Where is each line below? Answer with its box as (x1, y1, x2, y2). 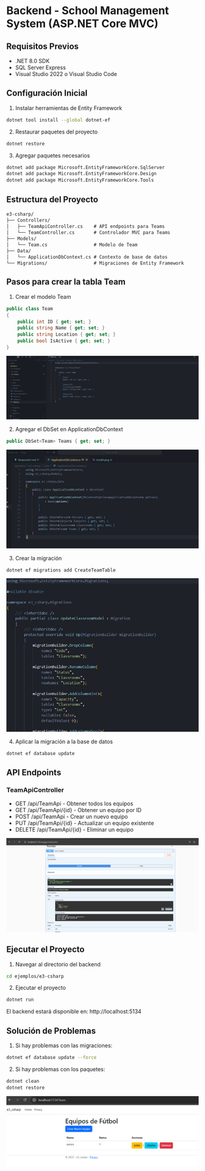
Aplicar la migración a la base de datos (15, 738, 113, 745)
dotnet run (6, 996, 34, 1003)
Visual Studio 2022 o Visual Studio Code (15, 70, 117, 77)
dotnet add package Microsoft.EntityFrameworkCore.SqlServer (6, 164, 165, 170)
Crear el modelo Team (15, 293, 71, 300)
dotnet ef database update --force (6, 1055, 97, 1061)
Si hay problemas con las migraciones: (15, 1042, 113, 1049)
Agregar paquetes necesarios (15, 151, 90, 159)
